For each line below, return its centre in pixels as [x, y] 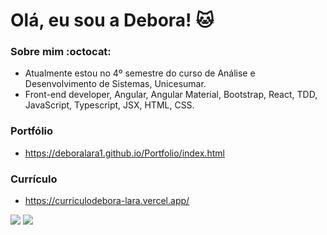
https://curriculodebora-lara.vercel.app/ [107, 201]
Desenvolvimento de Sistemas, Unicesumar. [115, 84]
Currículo [34, 179]
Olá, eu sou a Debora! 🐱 [112, 20]
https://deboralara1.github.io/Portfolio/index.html [124, 153]
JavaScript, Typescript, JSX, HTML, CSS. [109, 105]
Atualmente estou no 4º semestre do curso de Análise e [140, 73]
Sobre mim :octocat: [61, 52]
